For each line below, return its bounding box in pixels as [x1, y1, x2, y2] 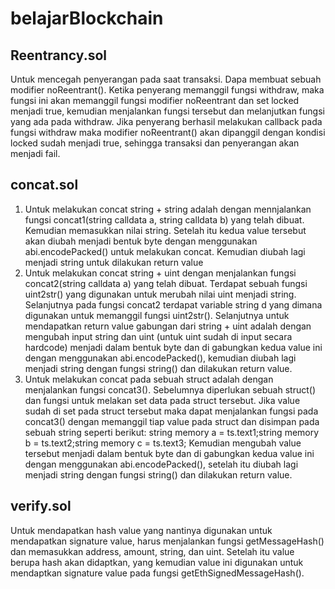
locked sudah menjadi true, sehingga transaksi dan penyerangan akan [10, 137, 300, 149]
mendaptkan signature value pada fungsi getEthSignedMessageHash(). [10, 567, 305, 579]
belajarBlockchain [10, 7, 164, 30]
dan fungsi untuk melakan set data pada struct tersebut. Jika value [24, 394, 301, 406]
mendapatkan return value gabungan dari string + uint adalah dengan [24, 320, 312, 332]
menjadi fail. [10, 148, 61, 159]
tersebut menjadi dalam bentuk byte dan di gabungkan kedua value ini [24, 447, 315, 459]
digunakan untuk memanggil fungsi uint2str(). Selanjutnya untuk [24, 309, 290, 321]
